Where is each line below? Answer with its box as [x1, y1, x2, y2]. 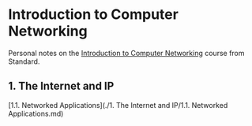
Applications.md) [8, 109, 64, 118]
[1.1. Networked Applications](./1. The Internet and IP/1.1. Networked [8, 100, 228, 109]
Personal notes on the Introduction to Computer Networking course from [8, 48, 245, 57]
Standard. [8, 57, 40, 66]
